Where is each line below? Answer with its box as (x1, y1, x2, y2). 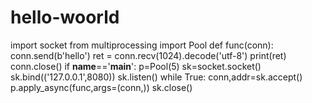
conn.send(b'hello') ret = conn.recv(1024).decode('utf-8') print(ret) (10, 49, 287, 61)
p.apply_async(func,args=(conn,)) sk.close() (10, 81, 193, 93)
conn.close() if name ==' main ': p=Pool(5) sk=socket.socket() (10, 60, 262, 72)
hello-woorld (10, 6, 120, 29)
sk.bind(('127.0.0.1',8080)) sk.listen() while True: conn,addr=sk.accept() (10, 71, 303, 83)
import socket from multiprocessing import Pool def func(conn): (10, 39, 274, 51)
